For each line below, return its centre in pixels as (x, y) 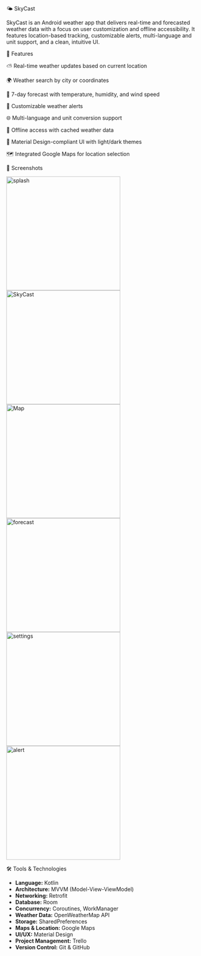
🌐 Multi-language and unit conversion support (64, 118)
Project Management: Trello (51, 941)
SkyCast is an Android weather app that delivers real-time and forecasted (98, 22)
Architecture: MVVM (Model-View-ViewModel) (74, 889)
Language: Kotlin (37, 883)
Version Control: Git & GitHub (52, 947)
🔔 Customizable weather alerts (45, 106)
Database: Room (36, 902)
